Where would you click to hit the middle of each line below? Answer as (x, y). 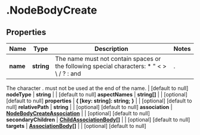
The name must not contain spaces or (108, 59)
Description (111, 49)
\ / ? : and (68, 73)
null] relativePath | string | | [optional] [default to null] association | (89, 107)
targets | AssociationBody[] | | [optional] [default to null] (76, 126)
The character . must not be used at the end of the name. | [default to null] (97, 88)
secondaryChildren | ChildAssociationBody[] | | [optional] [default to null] (98, 120)
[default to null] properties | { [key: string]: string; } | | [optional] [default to (99, 101)
